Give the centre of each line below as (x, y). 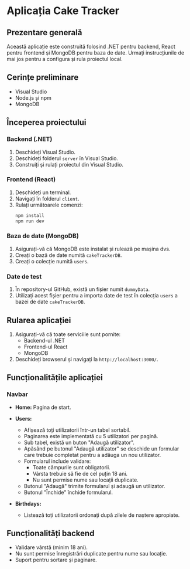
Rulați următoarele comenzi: (49, 205)
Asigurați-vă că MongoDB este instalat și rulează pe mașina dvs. (93, 249)
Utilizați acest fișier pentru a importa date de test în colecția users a (96, 296)
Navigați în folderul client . (47, 198)
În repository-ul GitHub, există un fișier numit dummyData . (82, 289)
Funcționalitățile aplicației (55, 377)
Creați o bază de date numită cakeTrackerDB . (68, 255)
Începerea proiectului (46, 122)
